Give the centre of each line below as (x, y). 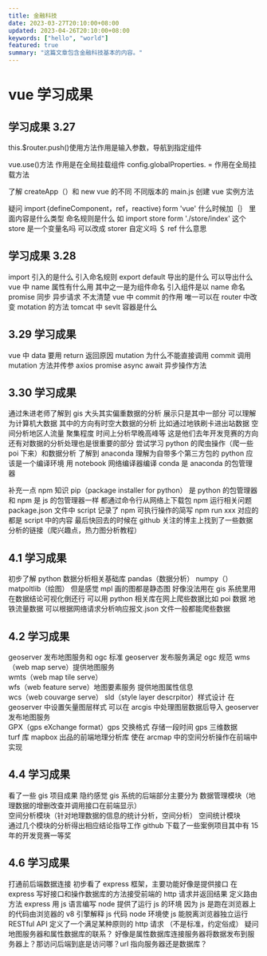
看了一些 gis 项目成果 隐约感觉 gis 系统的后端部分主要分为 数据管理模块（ (129, 795)
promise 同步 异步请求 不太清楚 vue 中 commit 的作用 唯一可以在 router (125, 297)
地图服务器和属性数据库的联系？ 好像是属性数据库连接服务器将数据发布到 (128, 934)
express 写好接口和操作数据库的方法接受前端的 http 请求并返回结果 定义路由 (133, 894)
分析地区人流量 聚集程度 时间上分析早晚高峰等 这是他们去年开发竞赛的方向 (137, 433)
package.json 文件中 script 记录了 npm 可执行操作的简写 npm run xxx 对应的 (133, 510)
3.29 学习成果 (42, 335)
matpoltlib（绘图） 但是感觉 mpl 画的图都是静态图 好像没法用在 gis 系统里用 (132, 589)
